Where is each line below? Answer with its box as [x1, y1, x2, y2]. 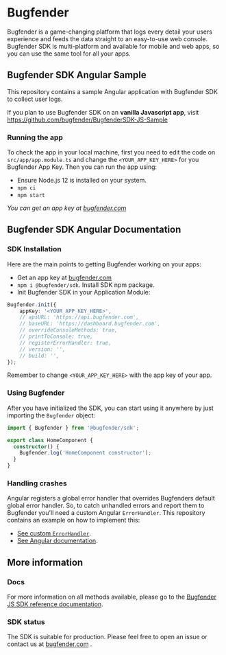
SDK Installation [7, 244, 62, 254]
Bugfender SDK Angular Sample [7, 69, 147, 81]
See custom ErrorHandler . [16, 529, 91, 538]
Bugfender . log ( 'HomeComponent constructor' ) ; [19, 450, 152, 457]
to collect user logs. [7, 95, 63, 103]
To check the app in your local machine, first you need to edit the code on [7, 148, 216, 157]
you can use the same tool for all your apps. [7, 49, 131, 58]
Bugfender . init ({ [7, 301, 57, 308]
